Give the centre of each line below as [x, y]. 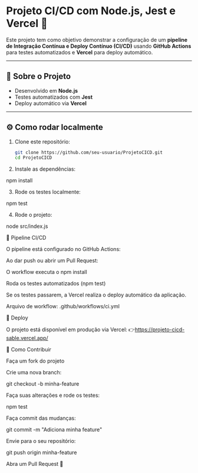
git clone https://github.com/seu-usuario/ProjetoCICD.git [89, 152]
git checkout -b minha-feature [43, 384]
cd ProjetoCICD [33, 158]
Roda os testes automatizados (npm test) [56, 283]
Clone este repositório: [42, 141]
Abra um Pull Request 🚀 [35, 464]
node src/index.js [27, 226]
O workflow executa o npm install [47, 272]
